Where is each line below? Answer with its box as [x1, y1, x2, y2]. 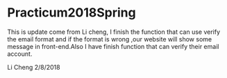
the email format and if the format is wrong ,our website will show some [7, 35, 212, 43]
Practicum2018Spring [7, 5, 137, 21]
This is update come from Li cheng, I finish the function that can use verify [7, 28, 221, 36]
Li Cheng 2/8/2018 [7, 63, 60, 71]
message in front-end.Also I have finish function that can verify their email [7, 42, 219, 50]
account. [7, 50, 33, 58]
